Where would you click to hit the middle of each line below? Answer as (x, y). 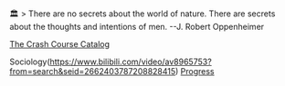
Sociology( (30, 62)
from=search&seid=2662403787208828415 (93, 71)
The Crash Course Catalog (60, 44)
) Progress (195, 71)
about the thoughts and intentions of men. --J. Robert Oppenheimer (137, 27)
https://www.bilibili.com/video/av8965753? (131, 62)
